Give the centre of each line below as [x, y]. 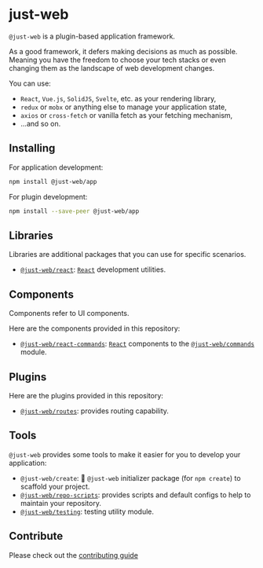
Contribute [36, 536]
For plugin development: [48, 196]
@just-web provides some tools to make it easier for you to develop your [125, 454]
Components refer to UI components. [69, 313]
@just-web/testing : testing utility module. [87, 511]
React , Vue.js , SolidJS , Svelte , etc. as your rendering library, [118, 98]
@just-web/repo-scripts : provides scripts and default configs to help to [135, 495]
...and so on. [40, 123]
